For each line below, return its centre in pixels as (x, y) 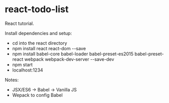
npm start (22, 64)
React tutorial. (19, 23)
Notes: (12, 80)
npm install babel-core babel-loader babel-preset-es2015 (73, 54)
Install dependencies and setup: (38, 33)
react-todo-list (37, 9)
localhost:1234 (28, 70)
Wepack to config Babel (37, 95)
